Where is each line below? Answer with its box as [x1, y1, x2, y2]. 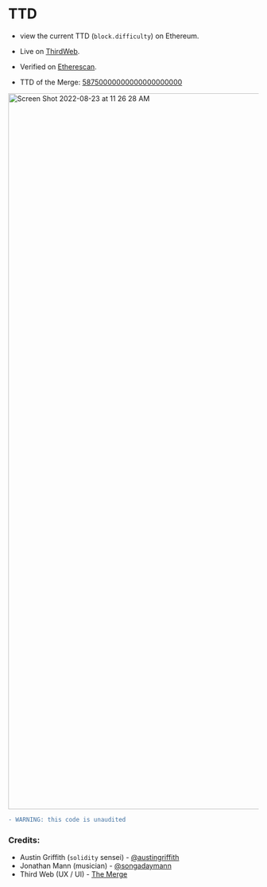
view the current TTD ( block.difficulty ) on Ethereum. [19, 31, 199, 41]
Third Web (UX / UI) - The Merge [19, 869, 128, 879]
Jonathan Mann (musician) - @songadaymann [19, 861, 172, 871]
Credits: [8, 834, 41, 846]
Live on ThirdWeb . [19, 46, 80, 56]
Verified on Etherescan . [19, 61, 97, 72]
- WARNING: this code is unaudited [8, 815, 126, 823]
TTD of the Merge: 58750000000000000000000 [19, 77, 183, 87]
